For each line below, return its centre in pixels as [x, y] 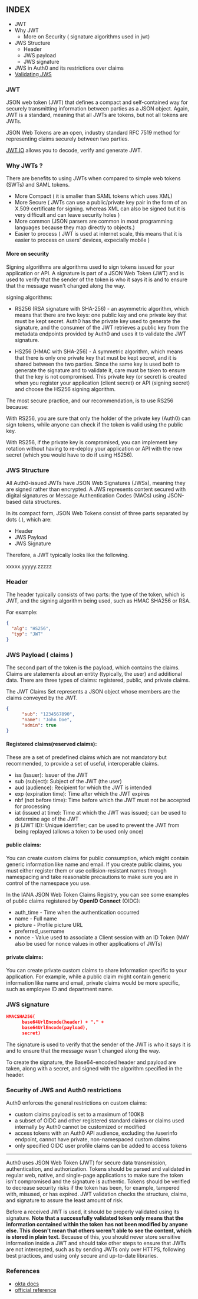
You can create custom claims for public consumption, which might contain [98, 858]
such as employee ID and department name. [60, 989]
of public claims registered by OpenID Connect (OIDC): [73, 901]
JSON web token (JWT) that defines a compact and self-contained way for [97, 102]
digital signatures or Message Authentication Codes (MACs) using [86, 495]
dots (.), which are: [29, 519]
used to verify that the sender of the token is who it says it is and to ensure [97, 279]
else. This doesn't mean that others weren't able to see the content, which [99, 1230]
